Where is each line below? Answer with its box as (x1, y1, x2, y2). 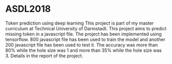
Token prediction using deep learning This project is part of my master (5, 20, 154, 26)
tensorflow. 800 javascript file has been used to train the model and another (5, 36, 165, 42)
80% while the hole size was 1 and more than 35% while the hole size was (5, 47, 162, 53)
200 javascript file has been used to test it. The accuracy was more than (5, 41, 158, 48)
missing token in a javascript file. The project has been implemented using (5, 31, 162, 37)
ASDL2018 (5, 3, 51, 15)
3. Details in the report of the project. (5, 52, 83, 59)
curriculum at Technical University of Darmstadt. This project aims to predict (5, 25, 167, 31)
